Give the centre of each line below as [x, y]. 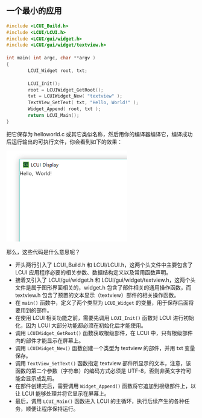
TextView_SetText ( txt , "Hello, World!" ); [83, 103]
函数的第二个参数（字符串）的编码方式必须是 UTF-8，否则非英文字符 [100, 371]
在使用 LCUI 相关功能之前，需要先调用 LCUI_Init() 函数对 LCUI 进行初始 [105, 317]
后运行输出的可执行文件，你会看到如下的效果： [64, 142]
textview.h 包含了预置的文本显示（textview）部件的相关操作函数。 [97, 295]
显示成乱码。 [42, 378]
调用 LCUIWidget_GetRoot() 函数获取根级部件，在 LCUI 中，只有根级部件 [104, 333]
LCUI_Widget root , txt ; [58, 71]
